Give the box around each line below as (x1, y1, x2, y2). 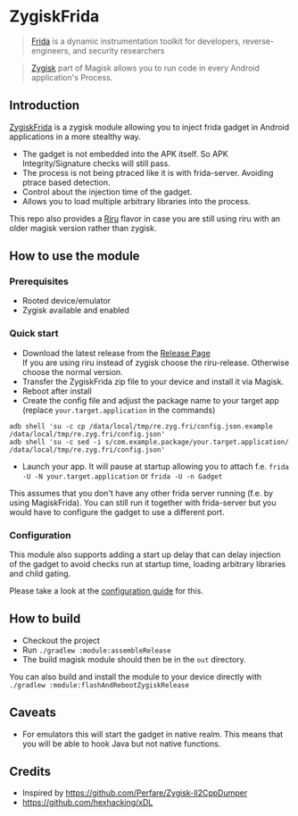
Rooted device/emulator (21, 296, 112, 306)
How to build (9, 612, 81, 627)
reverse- (242, 36, 275, 46)
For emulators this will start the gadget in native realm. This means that (21, 729, 284, 739)
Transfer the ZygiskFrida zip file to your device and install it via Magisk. (21, 376, 284, 387)
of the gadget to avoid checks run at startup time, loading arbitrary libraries (9, 559, 286, 570)
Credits (9, 764, 52, 779)
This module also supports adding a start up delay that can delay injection (9, 549, 281, 560)
